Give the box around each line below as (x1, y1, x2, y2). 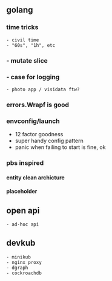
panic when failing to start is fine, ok (15, 144, 106, 151)
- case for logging (6, 72, 60, 81)
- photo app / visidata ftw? (6, 86, 80, 92)
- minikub (6, 254, 31, 260)
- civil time (6, 36, 39, 43)
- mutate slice (6, 56, 48, 64)
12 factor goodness (15, 131, 64, 138)
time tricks (6, 23, 39, 32)
